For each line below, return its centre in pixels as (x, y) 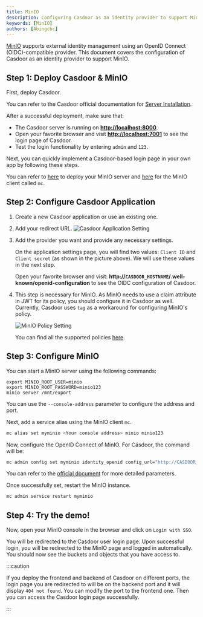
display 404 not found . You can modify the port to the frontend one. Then (98, 591)
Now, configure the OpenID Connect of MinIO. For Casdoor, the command (98, 445)
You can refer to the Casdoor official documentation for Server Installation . (99, 104)
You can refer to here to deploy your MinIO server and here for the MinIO (97, 177)
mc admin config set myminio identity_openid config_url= (81, 462)
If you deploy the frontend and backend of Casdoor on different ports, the (98, 578)
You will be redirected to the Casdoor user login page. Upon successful (95, 541)
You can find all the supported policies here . (70, 337)
